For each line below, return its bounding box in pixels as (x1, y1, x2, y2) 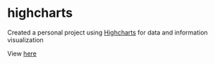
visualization (7, 35, 44, 44)
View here (7, 49, 37, 58)
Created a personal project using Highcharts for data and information (7, 28, 208, 37)
